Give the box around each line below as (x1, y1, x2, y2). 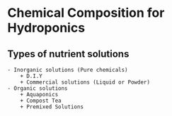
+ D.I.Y (20, 72, 42, 79)
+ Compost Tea (20, 97, 62, 104)
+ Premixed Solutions (20, 103, 84, 110)
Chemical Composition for (7, 5, 165, 21)
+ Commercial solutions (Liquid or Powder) (20, 79, 151, 86)
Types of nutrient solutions (7, 48, 130, 60)
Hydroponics (7, 20, 86, 36)
